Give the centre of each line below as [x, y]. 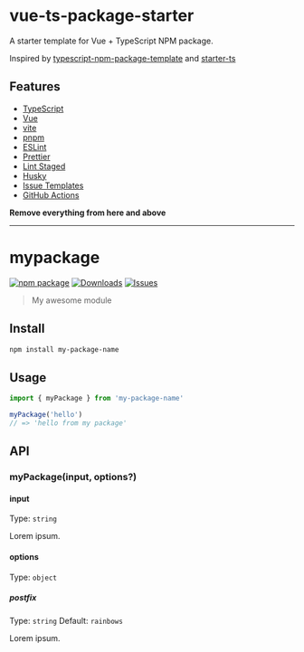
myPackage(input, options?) [73, 477]
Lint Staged [44, 166]
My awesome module [71, 300]
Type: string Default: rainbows [66, 620]
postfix [23, 598]
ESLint [34, 146]
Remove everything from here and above [88, 213]
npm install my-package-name [64, 349]
